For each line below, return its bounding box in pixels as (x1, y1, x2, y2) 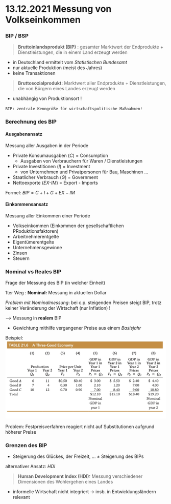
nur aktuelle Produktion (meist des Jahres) (12, 65, 103, 71)
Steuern (12, 255, 30, 261)
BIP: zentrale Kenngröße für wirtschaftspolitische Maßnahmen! (5, 106, 143, 112)
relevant (12, 494, 30, 500)
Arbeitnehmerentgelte (12, 233, 59, 239)
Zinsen (12, 250, 28, 256)
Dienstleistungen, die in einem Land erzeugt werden (17, 49, 128, 55)
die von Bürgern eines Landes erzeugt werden (17, 86, 116, 92)
